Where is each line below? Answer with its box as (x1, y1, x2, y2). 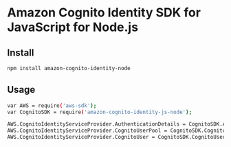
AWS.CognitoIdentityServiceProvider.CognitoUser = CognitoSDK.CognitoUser (7, 134, 226, 141)
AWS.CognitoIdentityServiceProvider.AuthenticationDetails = (7, 121, 186, 128)
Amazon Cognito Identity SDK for (7, 5, 201, 21)
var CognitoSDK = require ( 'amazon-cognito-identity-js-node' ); (7, 109, 192, 115)
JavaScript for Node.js (7, 19, 139, 35)
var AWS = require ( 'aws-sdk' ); (7, 102, 97, 109)
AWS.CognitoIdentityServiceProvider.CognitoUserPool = (7, 127, 168, 135)
